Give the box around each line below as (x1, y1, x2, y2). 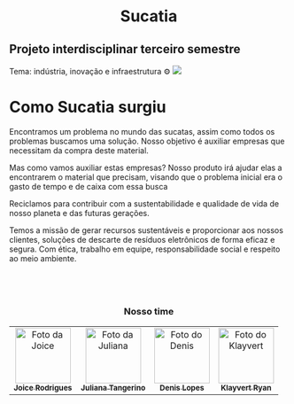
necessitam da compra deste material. (9, 144, 149, 156)
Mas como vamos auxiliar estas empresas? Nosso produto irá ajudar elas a (9, 162, 282, 173)
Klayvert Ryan (220, 383, 272, 392)
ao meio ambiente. (9, 252, 77, 263)
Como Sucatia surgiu (9, 97, 166, 117)
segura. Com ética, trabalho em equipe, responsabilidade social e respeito (9, 244, 281, 254)
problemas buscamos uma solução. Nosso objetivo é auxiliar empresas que (9, 136, 285, 146)
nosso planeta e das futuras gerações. (9, 207, 150, 218)
